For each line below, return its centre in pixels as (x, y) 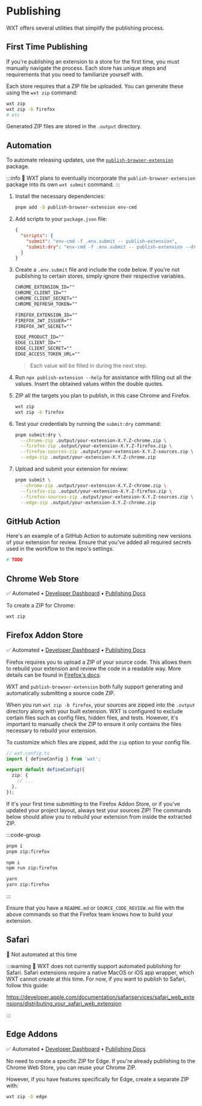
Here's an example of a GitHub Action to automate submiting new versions (99, 536)
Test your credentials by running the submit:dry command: (88, 424)
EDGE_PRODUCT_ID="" (39, 337)
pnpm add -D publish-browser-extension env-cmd (76, 208)
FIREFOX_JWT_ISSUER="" (43, 321)
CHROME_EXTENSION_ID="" (45, 287)
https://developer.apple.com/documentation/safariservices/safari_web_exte (100, 997)
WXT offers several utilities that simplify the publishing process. (85, 28)
